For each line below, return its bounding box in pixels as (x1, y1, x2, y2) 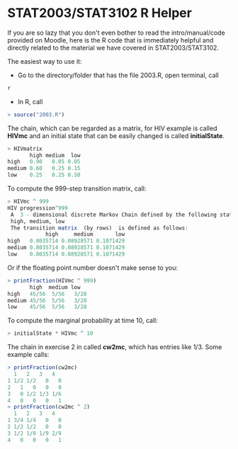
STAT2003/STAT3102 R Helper (7, 5, 193, 21)
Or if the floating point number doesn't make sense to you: (7, 263, 178, 272)
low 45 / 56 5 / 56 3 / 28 (7, 303, 87, 311)
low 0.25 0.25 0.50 (7, 171, 81, 178)
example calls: (7, 351, 50, 359)
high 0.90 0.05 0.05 (7, 158, 81, 166)
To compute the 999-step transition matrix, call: (7, 184, 147, 193)
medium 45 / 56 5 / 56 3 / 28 (7, 297, 87, 304)
